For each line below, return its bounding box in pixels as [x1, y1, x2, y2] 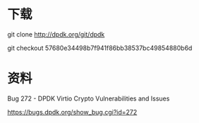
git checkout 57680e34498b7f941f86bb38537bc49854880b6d [7, 44, 193, 52]
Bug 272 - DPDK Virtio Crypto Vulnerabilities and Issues [7, 94, 170, 103]
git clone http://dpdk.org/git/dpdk [7, 30, 105, 39]
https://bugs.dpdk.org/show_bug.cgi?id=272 [7, 108, 138, 116]
